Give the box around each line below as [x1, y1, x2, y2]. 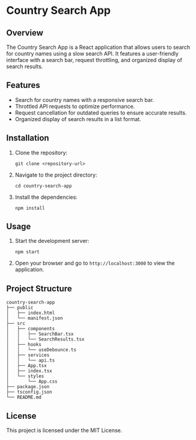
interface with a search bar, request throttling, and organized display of [6, 57, 182, 63]
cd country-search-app [14, 183, 72, 189]
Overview [6, 28, 44, 38]
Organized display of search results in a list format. [14, 115, 141, 122]
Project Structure [6, 283, 72, 294]
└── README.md [6, 394, 42, 401]
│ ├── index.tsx [6, 368, 52, 374]
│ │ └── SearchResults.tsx [6, 336, 85, 342]
